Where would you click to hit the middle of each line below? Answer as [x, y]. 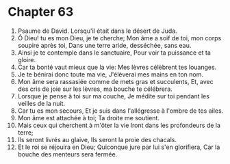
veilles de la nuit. [41, 103]
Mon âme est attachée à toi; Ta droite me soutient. [89, 118]
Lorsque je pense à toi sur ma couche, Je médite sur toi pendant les [113, 96]
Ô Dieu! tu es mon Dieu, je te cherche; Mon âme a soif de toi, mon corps [119, 38]
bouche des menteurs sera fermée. [67, 154]
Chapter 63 [41, 12]
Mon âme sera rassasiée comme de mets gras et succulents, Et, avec [116, 81]
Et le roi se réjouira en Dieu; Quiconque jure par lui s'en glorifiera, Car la [119, 147]
